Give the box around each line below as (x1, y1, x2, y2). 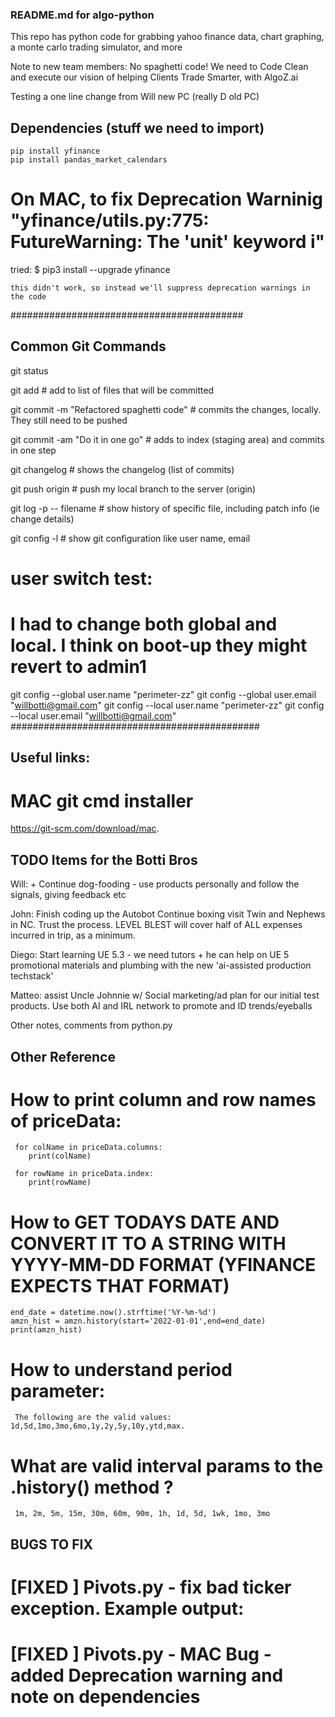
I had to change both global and (10, 613, 278, 636)
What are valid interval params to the (10, 1454, 324, 1477)
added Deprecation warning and (10, 1664, 284, 1687)
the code (10, 292, 47, 302)
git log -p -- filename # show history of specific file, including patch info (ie (10, 502, 320, 514)
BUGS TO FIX (10, 1536, 93, 1553)
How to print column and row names (10, 1088, 317, 1111)
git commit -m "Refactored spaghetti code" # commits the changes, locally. (10, 403, 321, 415)
